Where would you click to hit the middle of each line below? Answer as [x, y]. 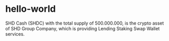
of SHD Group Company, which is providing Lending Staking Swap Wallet [82, 28]
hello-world [31, 9]
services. [15, 34]
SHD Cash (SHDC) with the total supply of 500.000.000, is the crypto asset [84, 23]
